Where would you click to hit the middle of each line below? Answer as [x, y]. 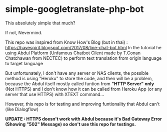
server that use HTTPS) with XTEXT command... [55, 94]
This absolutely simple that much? [40, 23]
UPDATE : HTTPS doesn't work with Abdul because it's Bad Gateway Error [83, 119]
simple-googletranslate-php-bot [74, 9]
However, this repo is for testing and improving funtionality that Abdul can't [82, 104]
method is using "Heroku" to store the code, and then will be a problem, [79, 78]
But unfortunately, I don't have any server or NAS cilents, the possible [77, 73]
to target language [24, 63]
